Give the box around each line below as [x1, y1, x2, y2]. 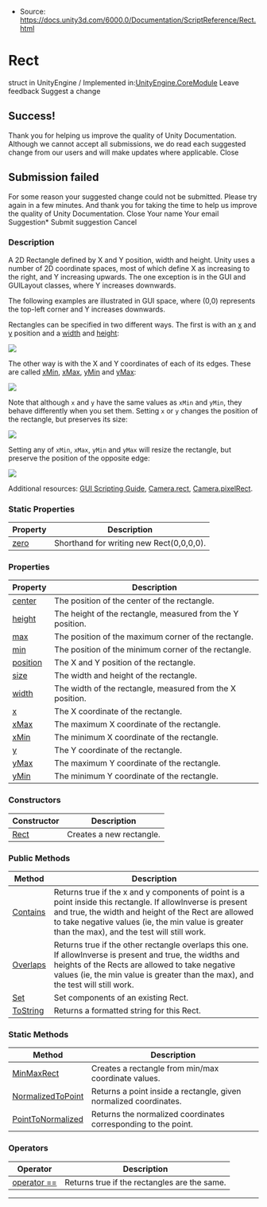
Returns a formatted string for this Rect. [53, 1005, 201, 1017]
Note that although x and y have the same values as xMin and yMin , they [8, 398, 242, 407]
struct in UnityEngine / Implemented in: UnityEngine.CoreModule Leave [8, 77, 240, 87]
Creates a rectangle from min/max [91, 1063, 219, 1074]
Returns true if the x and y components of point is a [53, 887, 245, 898]
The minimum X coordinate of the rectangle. [54, 732, 219, 743]
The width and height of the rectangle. [54, 670, 197, 681]
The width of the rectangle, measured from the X [54, 683, 237, 694]
